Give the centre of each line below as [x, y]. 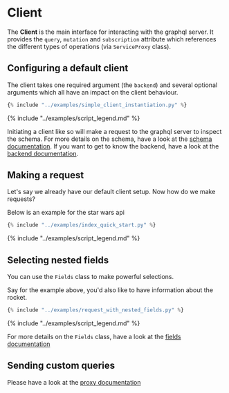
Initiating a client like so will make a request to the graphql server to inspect [114, 131]
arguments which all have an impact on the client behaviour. [93, 92]
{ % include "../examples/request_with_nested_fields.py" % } [96, 310]
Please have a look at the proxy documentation [74, 382]
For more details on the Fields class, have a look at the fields [94, 337]
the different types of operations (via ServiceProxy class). [89, 46]
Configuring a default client [68, 68]
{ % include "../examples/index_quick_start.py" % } [82, 225]
